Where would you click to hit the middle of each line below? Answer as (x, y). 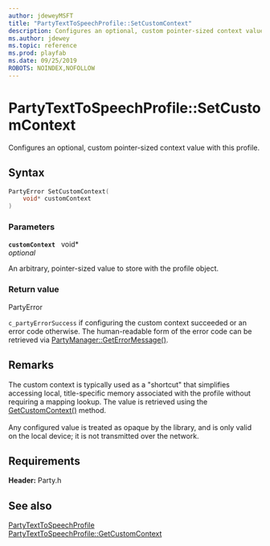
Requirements (44, 461)
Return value (34, 289)
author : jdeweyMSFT (41, 16)
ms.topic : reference (43, 46)
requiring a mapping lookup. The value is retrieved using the (108, 401)
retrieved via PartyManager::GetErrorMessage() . (88, 340)
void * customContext (57, 199)
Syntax (27, 173)
